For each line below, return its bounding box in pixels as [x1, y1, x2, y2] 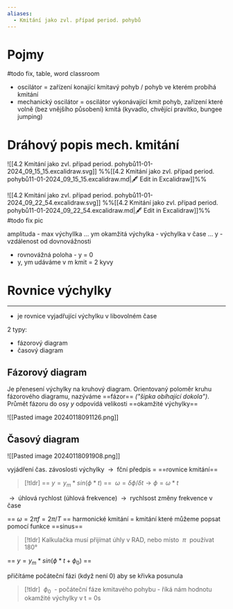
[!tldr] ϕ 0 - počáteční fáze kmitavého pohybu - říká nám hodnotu [24, 585, 213, 595]
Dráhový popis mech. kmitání [7, 137, 180, 153]
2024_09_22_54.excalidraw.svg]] [7, 199, 101, 207]
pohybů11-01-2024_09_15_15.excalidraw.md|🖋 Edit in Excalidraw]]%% [7, 175, 207, 184]
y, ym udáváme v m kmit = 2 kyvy [17, 258, 114, 266]
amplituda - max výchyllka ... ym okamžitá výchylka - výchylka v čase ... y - [7, 230, 223, 238]
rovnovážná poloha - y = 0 [17, 251, 94, 259]
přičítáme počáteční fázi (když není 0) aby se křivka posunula [7, 571, 184, 580]
